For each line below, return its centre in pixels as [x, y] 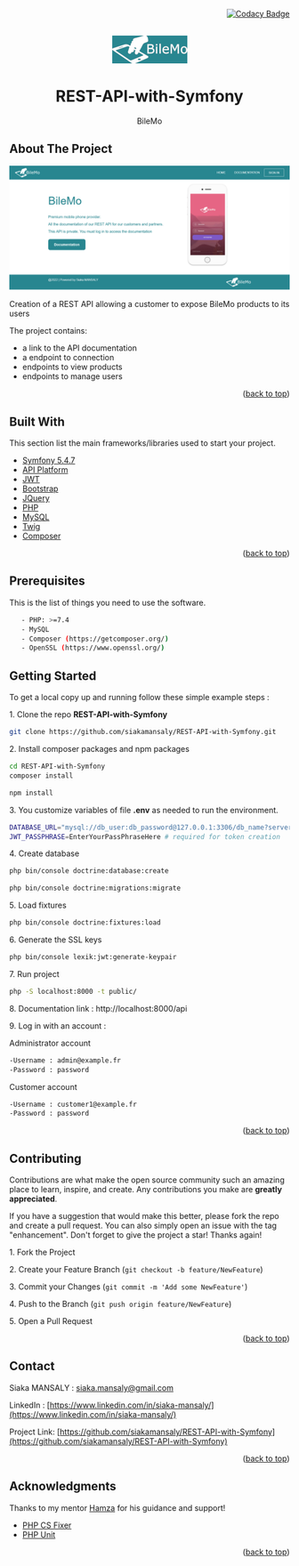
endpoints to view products [72, 367]
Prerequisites [47, 581]
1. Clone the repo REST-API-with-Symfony [88, 714]
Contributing [45, 1158]
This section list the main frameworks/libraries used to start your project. [142, 443]
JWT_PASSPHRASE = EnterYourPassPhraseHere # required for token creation [145, 836]
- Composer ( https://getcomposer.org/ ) [95, 639]
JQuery [36, 498]
